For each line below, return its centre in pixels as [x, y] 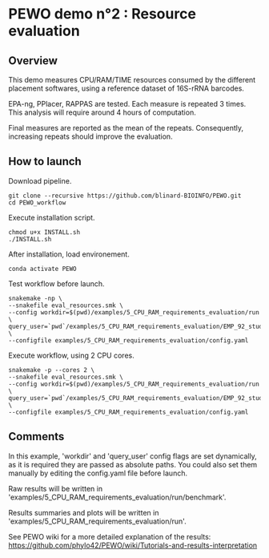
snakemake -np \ [35, 298]
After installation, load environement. [69, 254]
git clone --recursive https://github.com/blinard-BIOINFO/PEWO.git [125, 196]
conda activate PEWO [43, 269]
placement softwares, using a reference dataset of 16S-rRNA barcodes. [126, 88]
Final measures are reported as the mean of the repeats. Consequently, [126, 128]
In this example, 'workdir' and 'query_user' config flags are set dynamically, [133, 456]
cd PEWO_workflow [37, 202]
